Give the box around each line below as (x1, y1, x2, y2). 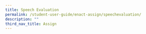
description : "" (5, 16, 39, 21)
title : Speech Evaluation (5, 7, 59, 12)
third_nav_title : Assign (5, 21, 57, 26)
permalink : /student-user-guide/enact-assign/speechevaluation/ (5, 12, 142, 17)
